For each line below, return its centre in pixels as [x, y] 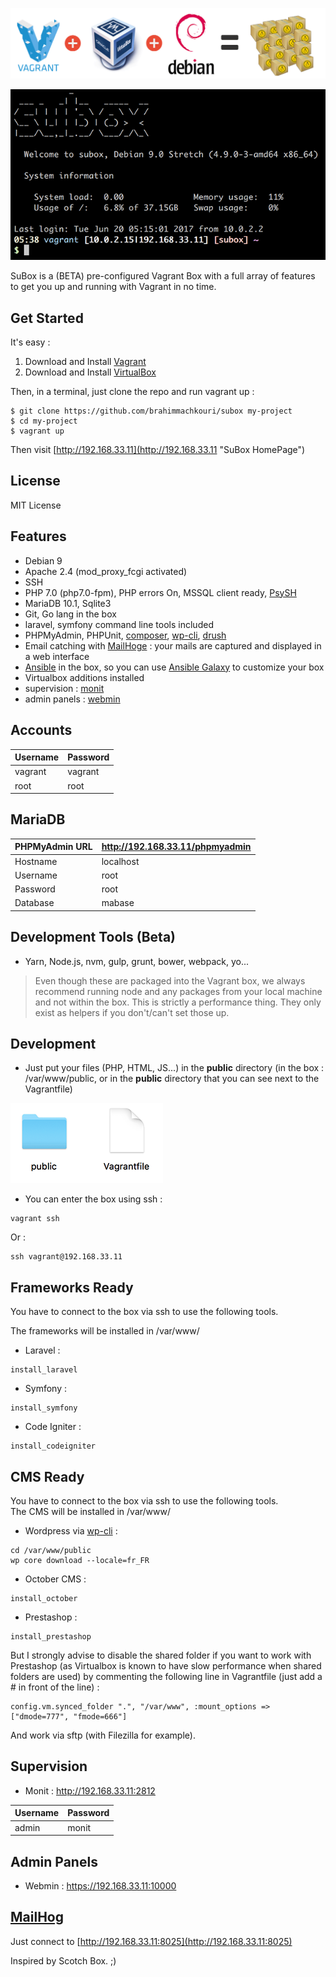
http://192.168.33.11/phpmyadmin [176, 847]
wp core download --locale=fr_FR [80, 1561]
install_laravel [44, 1370]
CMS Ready [47, 1476]
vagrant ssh [35, 1219]
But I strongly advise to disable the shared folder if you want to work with [161, 1655]
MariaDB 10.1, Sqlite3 [68, 603]
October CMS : [55, 1579]
